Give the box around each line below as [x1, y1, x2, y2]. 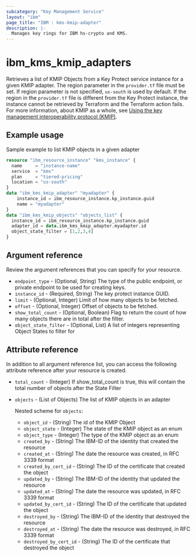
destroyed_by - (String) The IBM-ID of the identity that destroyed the [23, 513, 190, 520]
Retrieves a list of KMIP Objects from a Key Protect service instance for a [6, 76, 184, 83]
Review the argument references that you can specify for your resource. [6, 266, 182, 273]
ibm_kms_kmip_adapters [6, 56, 132, 70]
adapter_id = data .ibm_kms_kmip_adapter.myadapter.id [11, 223, 146, 229]
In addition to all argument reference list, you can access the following [6, 361, 177, 368]
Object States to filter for [14, 327, 75, 335]
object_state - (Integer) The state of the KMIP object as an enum [23, 425, 182, 432]
